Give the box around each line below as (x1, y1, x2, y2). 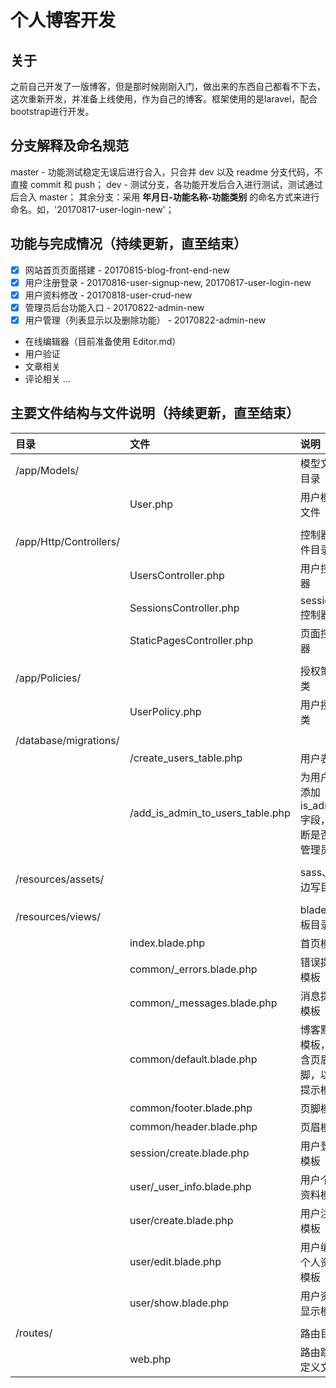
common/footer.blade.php (129, 1101, 253, 1115)
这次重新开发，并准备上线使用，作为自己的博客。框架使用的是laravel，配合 (10, 93, 318, 105)
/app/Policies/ (15, 671, 82, 685)
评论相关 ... (24, 372, 71, 385)
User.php (129, 497, 173, 511)
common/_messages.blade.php (129, 996, 278, 1010)
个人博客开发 (10, 9, 117, 32)
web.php (129, 1352, 172, 1366)
